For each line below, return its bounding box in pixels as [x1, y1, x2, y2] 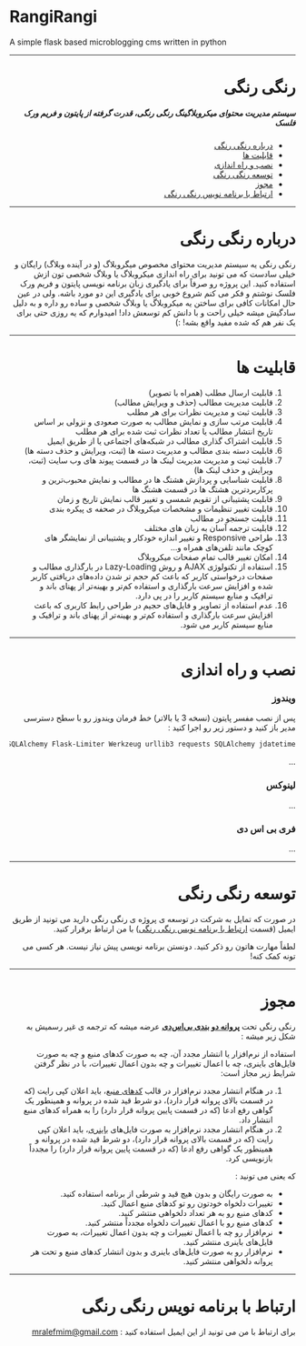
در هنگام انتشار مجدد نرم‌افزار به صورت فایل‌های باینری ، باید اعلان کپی [37, 1123, 273, 1134]
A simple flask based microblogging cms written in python [9, 36, 227, 47]
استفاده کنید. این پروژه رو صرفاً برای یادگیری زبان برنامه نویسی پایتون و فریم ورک [19, 278, 296, 289]
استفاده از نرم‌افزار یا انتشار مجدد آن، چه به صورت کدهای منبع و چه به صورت [35, 1048, 296, 1059]
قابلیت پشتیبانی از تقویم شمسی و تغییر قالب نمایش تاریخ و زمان [57, 493, 273, 504]
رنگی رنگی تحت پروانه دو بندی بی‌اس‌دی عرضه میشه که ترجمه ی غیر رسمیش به [25, 1020, 296, 1031]
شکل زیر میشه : [240, 1030, 296, 1041]
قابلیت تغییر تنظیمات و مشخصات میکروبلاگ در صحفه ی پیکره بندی [49, 503, 273, 514]
